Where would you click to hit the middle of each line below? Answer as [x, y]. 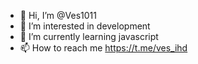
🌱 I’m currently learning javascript [89, 36]
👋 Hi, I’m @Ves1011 [58, 15]
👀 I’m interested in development [85, 26]
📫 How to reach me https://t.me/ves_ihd [103, 48]
